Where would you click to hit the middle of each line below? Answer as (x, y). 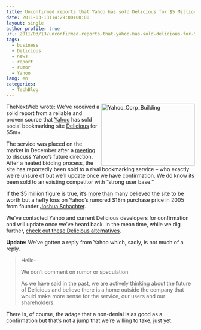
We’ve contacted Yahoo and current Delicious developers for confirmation (98, 218)
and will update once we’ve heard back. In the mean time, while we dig (93, 224)
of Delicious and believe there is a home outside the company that (102, 290)
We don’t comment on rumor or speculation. (75, 272)
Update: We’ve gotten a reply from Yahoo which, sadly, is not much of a (95, 242)
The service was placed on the (44, 144)
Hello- (28, 260)
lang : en (17, 78)
